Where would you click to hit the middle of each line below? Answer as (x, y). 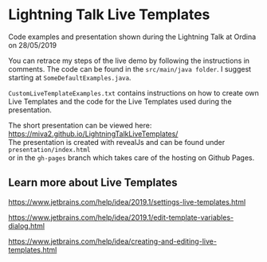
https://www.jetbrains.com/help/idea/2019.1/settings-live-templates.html (127, 201)
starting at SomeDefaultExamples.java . (70, 77)
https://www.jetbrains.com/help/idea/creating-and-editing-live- (113, 241)
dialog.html (27, 225)
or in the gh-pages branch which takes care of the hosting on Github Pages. (132, 158)
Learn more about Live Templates (93, 183)
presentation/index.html (49, 150)
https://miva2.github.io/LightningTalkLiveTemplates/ (93, 134)
